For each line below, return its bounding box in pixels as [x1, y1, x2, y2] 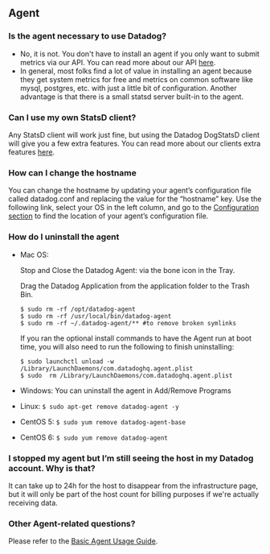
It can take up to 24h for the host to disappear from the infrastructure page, [8, 481, 259, 490]
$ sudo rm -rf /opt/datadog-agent [19, 305, 136, 313]
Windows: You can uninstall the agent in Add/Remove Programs [19, 386, 231, 395]
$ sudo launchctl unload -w [19, 358, 114, 366]
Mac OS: [19, 250, 49, 259]
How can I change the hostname [8, 167, 137, 178]
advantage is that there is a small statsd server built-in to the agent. [19, 92, 243, 101]
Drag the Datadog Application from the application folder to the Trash [19, 281, 251, 291]
